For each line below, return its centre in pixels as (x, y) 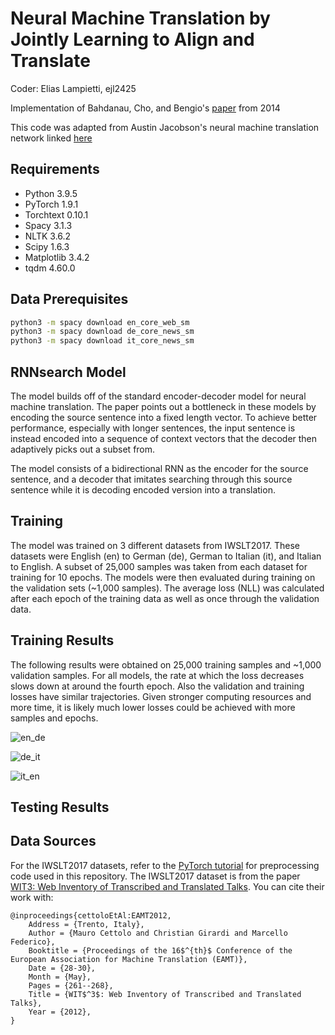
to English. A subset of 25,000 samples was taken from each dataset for (159, 566)
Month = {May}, (60, 977)
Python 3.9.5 (51, 193)
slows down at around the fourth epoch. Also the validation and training (157, 686)
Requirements (55, 169)
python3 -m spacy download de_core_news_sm (102, 332)
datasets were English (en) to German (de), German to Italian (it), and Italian (166, 556)
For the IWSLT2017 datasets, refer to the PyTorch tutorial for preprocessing (165, 865)
